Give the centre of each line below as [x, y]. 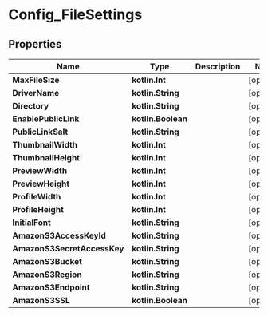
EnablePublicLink [46, 119]
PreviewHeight [41, 184]
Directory [31, 106]
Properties [35, 44]
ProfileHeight [38, 209]
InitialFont [32, 223]
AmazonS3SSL [41, 300]
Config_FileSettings [75, 15]
